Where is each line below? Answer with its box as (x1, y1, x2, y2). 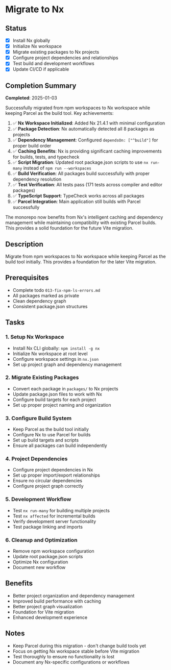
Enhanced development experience (12, 614, 88, 621)
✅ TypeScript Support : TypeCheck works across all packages (12, 193, 144, 199)
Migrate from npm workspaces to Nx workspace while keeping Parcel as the (5, 254, 166, 259)
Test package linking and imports (12, 524, 83, 530)
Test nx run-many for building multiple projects (12, 507, 110, 513)
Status (5, 24, 27, 33)
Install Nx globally (12, 37, 51, 43)
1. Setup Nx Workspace (5, 333, 64, 340)
